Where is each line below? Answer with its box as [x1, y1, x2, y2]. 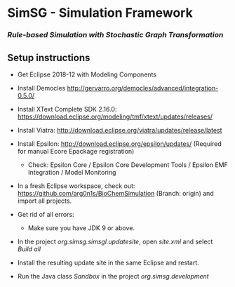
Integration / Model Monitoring [27, 168, 116, 176]
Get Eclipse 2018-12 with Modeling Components [17, 70, 156, 79]
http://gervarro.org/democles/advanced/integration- [67, 84, 219, 92]
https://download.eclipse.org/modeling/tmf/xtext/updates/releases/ [17, 112, 213, 121]
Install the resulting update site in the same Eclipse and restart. [17, 258, 200, 267]
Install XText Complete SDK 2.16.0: [17, 105, 117, 113]
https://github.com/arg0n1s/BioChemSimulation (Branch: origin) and [17, 189, 214, 197]
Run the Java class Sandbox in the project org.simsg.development [17, 272, 209, 280]
